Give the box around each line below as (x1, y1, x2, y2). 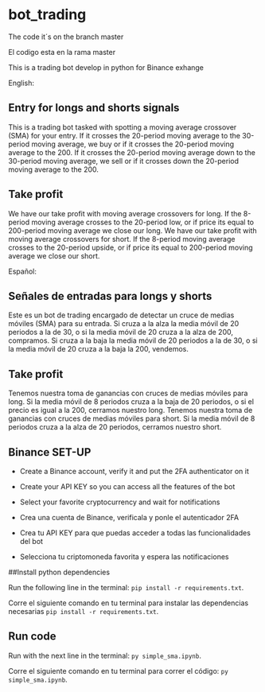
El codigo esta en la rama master (8, 47, 116, 56)
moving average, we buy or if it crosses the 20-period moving (31, 139, 235, 149)
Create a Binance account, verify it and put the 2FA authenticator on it (19, 467, 249, 476)
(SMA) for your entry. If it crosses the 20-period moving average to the (8, 130, 241, 140)
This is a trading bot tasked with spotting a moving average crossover (8, 122, 237, 132)
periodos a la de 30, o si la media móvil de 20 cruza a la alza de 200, (8, 328, 233, 337)
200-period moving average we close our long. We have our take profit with (8, 225, 257, 235)
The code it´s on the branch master (8, 32, 124, 41)
